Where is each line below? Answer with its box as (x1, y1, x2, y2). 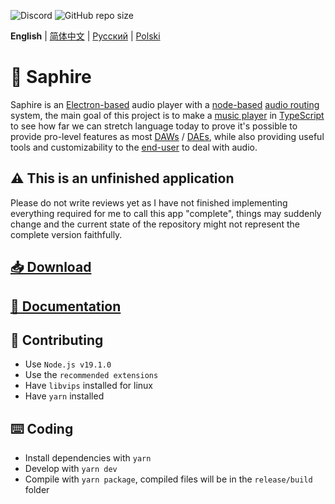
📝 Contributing (10, 331, 104, 349)
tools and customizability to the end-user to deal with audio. (10, 141, 258, 153)
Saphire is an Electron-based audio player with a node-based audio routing (10, 98, 320, 110)
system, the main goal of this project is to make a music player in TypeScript (10, 109, 325, 121)
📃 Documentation (10, 298, 122, 315)
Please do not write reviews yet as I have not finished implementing (10, 196, 288, 209)
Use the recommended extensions (24, 369, 159, 381)
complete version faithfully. (10, 228, 123, 240)
